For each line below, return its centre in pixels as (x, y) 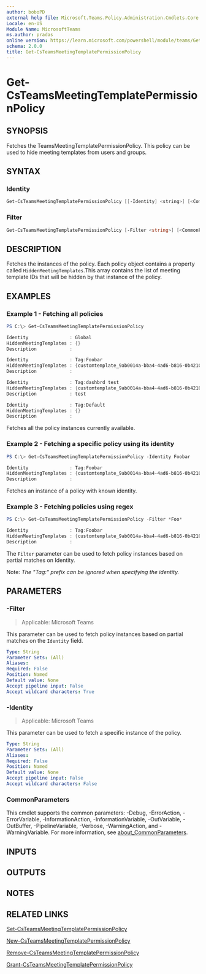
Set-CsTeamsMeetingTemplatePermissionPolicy (67, 929)
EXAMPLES (29, 296)
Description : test (46, 394)
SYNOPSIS (27, 131)
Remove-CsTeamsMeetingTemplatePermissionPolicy (73, 953)
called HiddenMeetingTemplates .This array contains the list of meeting (93, 270)
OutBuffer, (19, 826)
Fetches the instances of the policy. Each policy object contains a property (101, 264)
